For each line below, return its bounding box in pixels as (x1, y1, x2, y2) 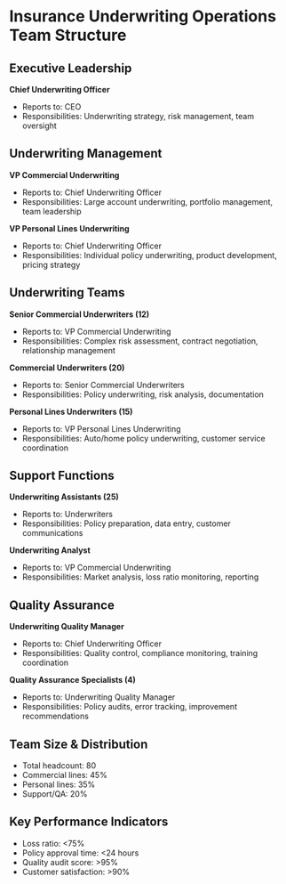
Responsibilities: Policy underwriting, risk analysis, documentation (21, 389, 265, 400)
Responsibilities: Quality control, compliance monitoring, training (21, 648, 258, 659)
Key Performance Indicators (9, 815, 169, 830)
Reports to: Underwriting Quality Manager (21, 692, 176, 702)
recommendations (21, 710, 89, 722)
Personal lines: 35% (21, 779, 96, 790)
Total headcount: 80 (21, 760, 96, 771)
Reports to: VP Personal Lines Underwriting (21, 423, 181, 434)
